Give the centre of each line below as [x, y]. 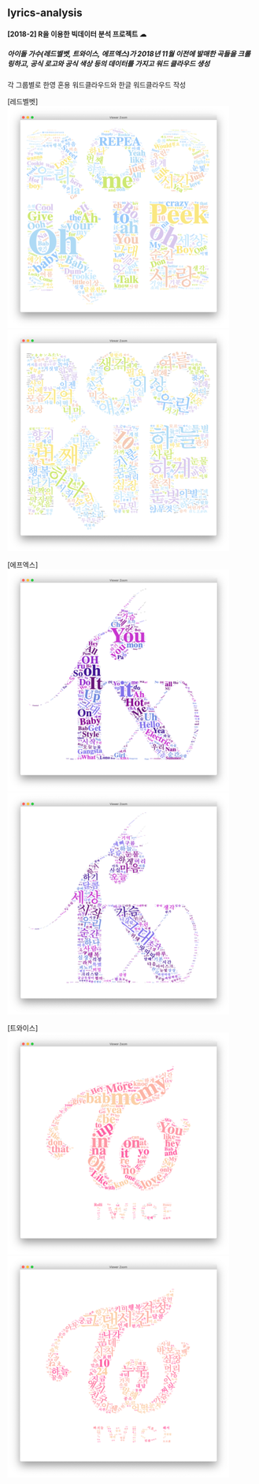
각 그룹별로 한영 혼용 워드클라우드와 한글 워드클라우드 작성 [97, 84]
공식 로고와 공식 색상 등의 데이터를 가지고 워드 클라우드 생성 [120, 63]
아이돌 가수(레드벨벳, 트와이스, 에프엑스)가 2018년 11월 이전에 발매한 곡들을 [122, 54]
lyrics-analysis [45, 13]
